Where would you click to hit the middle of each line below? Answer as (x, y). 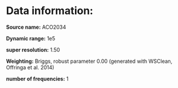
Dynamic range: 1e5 (31, 38)
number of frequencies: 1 (37, 79)
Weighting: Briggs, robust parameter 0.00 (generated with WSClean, (89, 61)
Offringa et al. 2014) (30, 67)
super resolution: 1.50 (33, 50)
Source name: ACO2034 (36, 27)
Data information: (50, 11)
